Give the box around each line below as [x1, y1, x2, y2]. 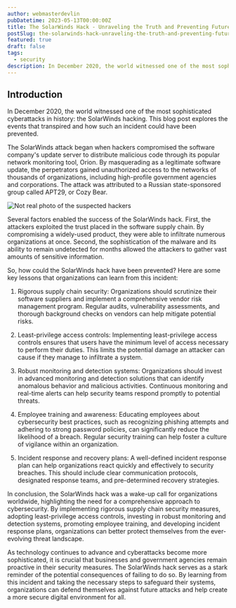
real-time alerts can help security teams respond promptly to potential [17, 389, 221, 398]
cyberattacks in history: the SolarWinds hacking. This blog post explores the [7, 115, 228, 123]
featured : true [7, 37, 52, 44]
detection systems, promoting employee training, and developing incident [7, 519, 221, 528]
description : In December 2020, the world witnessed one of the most [7, 63, 216, 70]
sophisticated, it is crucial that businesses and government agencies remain [7, 556, 227, 564]
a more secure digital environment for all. [7, 593, 126, 602]
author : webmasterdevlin [7, 10, 80, 18]
